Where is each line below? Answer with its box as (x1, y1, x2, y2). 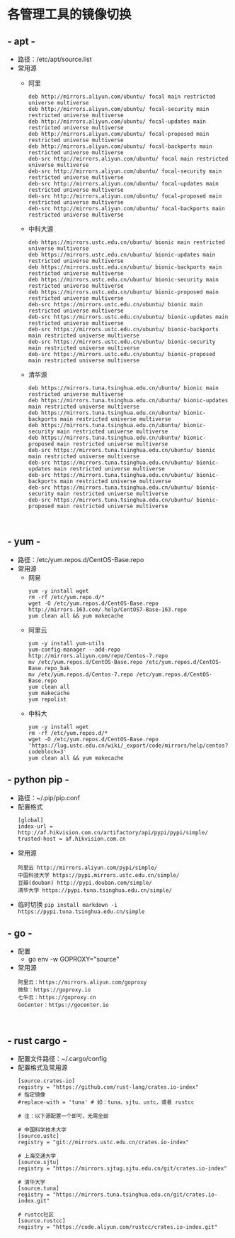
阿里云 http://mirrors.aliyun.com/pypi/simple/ (17, 864, 158, 871)
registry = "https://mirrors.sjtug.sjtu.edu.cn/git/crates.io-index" (17, 1165, 228, 1173)
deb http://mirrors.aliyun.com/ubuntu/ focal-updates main (28, 118, 207, 125)
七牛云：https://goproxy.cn (17, 994, 97, 1001)
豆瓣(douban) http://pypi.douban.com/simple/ (17, 879, 152, 886)
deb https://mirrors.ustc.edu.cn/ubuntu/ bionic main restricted (28, 239, 225, 246)
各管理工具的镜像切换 (7, 6, 132, 23)
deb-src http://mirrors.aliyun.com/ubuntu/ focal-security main (28, 168, 222, 175)
